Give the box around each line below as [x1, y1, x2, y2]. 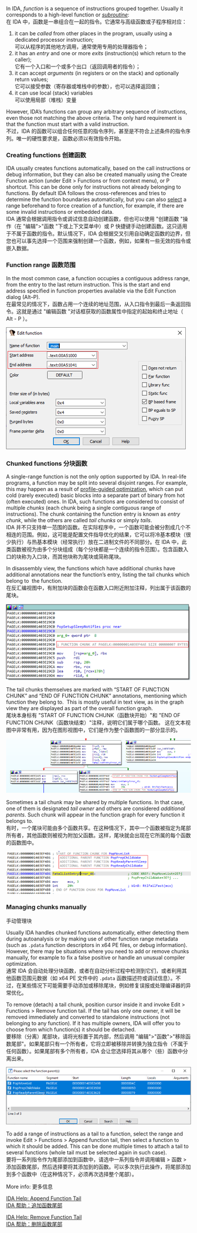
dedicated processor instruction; [14, 36, 94, 43]
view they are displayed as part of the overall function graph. [6, 705, 154, 712]
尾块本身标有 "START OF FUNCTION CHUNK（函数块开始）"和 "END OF [6, 712, 181, 719]
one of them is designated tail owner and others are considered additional [6, 805, 185, 812]
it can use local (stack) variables [14, 89, 93, 96]
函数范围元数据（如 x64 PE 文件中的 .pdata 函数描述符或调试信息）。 [11, 975, 176, 982]
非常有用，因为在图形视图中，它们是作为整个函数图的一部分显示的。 [16, 727, 181, 734]
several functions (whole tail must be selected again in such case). [6, 1149, 167, 1156]
